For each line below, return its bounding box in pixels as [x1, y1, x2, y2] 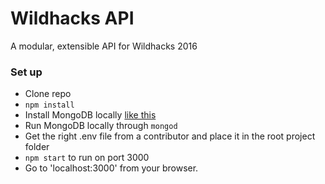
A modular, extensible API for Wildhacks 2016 [10, 40, 198, 52]
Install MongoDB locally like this [24, 109, 157, 121]
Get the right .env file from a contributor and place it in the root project [24, 130, 316, 142]
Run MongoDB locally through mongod [24, 120, 178, 132]
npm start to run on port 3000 [24, 152, 150, 164]
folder [24, 141, 50, 153]
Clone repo [24, 88, 72, 100]
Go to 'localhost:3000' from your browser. [24, 162, 199, 174]
